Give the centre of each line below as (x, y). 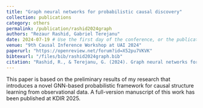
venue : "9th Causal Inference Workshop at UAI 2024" (74, 46)
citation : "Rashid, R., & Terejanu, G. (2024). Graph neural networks (97, 62)
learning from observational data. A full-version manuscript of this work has (101, 92)
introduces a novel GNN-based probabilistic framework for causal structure (100, 85)
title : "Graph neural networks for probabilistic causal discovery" (94, 12)
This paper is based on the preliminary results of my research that (89, 79)
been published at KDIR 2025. (43, 98)
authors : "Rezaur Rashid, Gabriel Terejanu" (63, 34)
